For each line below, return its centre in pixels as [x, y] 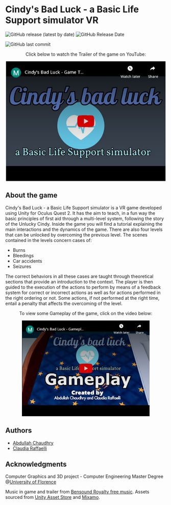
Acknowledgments [36, 464]
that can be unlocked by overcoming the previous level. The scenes [77, 235]
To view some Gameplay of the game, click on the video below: [86, 313]
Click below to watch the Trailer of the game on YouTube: [86, 54]
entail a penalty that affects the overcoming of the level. [64, 303]
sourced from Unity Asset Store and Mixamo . [53, 497]
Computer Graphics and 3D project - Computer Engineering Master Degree [84, 476]
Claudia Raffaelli [30, 448]
